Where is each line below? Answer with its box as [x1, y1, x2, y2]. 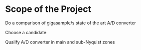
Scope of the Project [5, 3, 91, 15]
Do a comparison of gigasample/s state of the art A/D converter [5, 20, 136, 26]
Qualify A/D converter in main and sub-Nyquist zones [5, 39, 115, 45]
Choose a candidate [5, 29, 46, 35]
